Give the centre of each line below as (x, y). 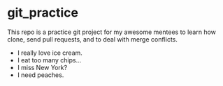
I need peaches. (41, 75)
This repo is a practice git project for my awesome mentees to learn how (112, 32)
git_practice (43, 13)
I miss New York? (42, 67)
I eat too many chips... (49, 60)
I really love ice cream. (50, 53)
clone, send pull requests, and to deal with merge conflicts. (93, 39)
